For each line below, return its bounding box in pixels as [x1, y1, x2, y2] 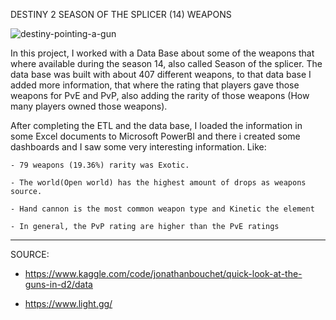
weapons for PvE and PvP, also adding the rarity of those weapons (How [10, 90, 310, 101]
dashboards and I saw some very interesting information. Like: [10, 141, 267, 153]
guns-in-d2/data [24, 279, 93, 290]
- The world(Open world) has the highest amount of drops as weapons [10, 178, 307, 188]
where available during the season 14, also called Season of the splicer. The [10, 58, 323, 69]
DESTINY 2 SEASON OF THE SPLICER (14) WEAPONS [10, 9, 232, 20]
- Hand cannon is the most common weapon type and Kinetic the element [10, 204, 315, 214]
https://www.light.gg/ [24, 298, 113, 309]
